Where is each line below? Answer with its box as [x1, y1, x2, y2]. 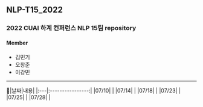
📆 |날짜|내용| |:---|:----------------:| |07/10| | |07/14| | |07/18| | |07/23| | [6, 87, 181, 94]
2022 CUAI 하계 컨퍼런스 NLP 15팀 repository [6, 24, 137, 32]
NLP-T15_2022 [6, 5, 63, 15]
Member [6, 39, 28, 46]
